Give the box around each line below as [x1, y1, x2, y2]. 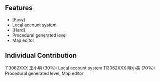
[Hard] [12, 27, 25, 33]
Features [5, 4, 33, 12]
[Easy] [12, 16, 25, 22]
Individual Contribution [5, 51, 77, 60]
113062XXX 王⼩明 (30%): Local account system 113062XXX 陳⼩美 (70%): [5, 65, 155, 71]
